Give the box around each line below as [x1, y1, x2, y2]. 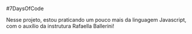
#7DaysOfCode [6, 5, 44, 12]
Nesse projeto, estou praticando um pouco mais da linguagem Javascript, [6, 16, 187, 23]
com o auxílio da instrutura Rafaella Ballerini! [6, 23, 114, 29]
